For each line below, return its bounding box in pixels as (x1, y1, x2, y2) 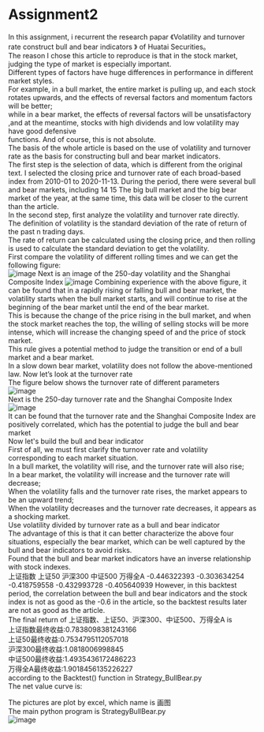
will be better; (8, 101, 53, 110)
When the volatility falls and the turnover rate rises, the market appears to (8, 487, 247, 496)
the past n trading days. (8, 226, 85, 236)
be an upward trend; (8, 495, 75, 504)
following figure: (8, 260, 61, 270)
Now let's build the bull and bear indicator (8, 436, 144, 446)
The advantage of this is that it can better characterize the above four (8, 528, 234, 538)
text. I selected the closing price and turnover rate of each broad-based (8, 168, 242, 177)
